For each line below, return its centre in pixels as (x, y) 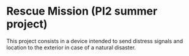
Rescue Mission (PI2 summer (82, 11)
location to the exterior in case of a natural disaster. (71, 47)
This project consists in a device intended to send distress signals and (95, 41)
